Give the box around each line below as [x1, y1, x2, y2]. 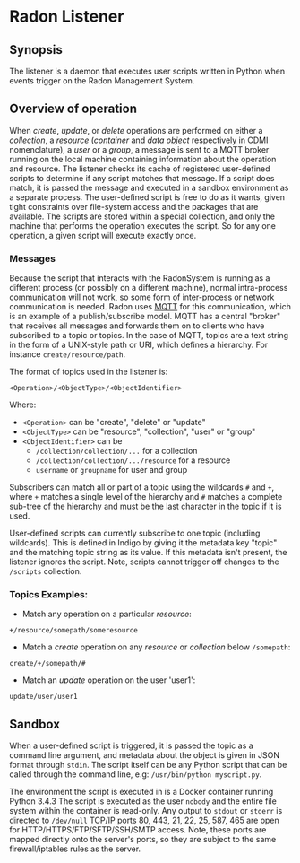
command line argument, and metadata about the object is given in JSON [9, 750, 280, 761]
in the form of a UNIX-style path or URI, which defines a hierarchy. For [9, 339, 269, 351]
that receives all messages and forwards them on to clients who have [9, 320, 265, 331]
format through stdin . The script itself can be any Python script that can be [9, 760, 287, 771]
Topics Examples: [9, 588, 89, 601]
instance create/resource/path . [9, 349, 126, 360]
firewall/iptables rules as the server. [9, 843, 141, 854]
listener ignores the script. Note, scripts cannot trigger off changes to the [9, 556, 279, 567]
